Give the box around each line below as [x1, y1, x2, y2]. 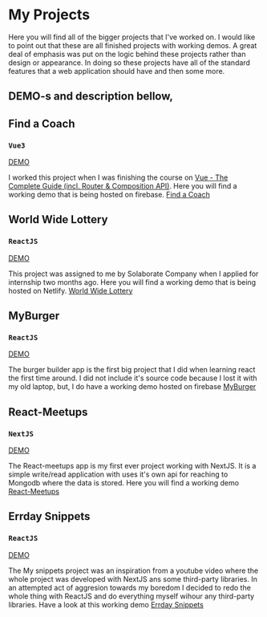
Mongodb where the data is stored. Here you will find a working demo [8, 478, 239, 488]
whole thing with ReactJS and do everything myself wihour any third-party [8, 591, 255, 601]
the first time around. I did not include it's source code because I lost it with [8, 373, 258, 383]
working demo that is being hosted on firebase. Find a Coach [8, 190, 210, 200]
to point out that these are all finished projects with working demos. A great [8, 40, 257, 50]
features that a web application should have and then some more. [8, 66, 225, 75]
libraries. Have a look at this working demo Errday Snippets [8, 599, 204, 609]
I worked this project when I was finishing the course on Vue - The [8, 173, 229, 182]
